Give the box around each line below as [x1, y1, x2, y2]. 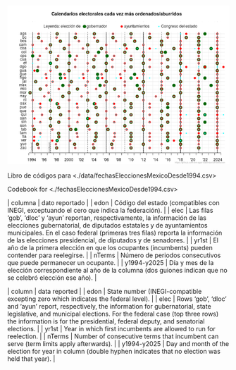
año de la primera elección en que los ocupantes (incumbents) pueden [7, 244, 213, 252]
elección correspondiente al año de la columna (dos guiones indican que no [7, 266, 228, 274]
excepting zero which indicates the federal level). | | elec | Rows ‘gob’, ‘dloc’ [7, 295, 227, 303]
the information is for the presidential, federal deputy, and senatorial [7, 317, 205, 326]
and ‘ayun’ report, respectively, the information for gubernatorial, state [7, 302, 211, 310]
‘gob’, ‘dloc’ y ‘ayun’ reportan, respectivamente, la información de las [7, 214, 206, 222]
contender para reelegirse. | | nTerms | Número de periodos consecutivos [7, 251, 221, 259]
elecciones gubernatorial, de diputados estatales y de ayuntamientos [7, 221, 208, 229]
